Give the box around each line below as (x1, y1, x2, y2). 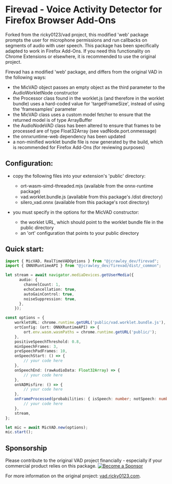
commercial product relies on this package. (5, 463, 97, 469)
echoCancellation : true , (24, 287, 77, 292)
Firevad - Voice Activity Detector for (5, 4, 162, 15)
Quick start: (5, 245, 45, 254)
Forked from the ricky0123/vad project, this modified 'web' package (5, 31, 149, 38)
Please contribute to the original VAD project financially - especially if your (5, 457, 162, 463)
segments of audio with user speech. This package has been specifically (5, 42, 159, 48)
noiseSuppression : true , (24, 296, 77, 302)
